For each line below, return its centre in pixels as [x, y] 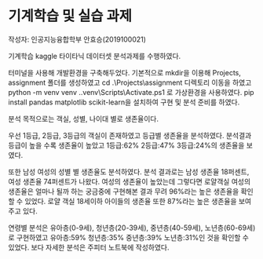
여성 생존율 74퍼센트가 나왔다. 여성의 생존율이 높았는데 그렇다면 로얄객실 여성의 [130, 181]
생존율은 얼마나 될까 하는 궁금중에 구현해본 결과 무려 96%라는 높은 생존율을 [124, 191]
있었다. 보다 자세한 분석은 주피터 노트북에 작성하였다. [89, 247]
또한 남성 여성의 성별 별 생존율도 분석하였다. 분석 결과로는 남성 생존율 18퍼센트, [129, 171]
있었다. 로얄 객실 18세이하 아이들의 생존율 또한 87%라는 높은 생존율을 [131, 201]
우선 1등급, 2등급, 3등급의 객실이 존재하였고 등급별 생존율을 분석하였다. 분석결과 [130, 135]
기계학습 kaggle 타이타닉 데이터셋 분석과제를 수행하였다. [95, 56]
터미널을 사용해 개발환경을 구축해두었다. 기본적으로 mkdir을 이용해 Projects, [125, 72]
